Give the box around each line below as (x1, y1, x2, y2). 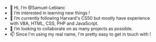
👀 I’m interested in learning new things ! (9, 10, 90, 16)
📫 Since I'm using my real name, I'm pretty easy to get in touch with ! (9, 31, 151, 37)
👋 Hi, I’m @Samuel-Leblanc (9, 5, 65, 10)
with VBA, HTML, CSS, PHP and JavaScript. (9, 20, 99, 26)
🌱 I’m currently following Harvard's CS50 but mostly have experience (9, 15, 150, 21)
